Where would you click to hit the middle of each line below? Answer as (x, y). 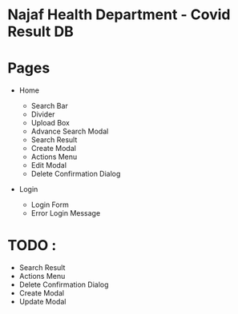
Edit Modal (49, 165)
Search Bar (50, 106)
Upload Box (50, 123)
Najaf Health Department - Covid (119, 15)
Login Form (50, 205)
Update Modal (42, 302)
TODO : (32, 246)
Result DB (40, 32)
